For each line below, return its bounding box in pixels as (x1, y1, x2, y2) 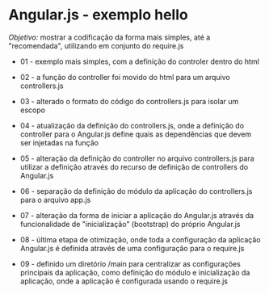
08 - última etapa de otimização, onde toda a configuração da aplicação (19, 234, 261, 244)
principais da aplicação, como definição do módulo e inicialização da (19, 267, 250, 277)
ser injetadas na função (19, 137, 99, 147)
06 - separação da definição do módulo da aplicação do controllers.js (19, 186, 253, 195)
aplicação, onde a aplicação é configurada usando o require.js (19, 276, 229, 286)
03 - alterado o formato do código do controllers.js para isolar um (19, 96, 239, 106)
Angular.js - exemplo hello (8, 6, 188, 24)
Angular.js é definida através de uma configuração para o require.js (19, 243, 245, 253)
